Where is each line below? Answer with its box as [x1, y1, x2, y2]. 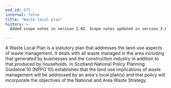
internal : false [5, 12, 40, 17]
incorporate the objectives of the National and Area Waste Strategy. [5, 77, 147, 83]
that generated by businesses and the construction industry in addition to [5, 55, 159, 62]
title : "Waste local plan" [5, 17, 63, 22]
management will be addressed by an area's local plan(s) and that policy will [5, 72, 165, 78]
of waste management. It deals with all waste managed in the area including [5, 50, 164, 56]
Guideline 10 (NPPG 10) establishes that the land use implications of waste [5, 67, 161, 73]
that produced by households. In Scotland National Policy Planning [5, 61, 145, 67]
